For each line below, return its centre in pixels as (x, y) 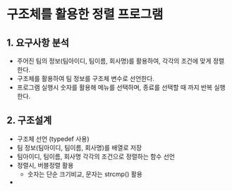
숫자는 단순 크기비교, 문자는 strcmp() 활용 (85, 174)
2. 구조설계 (29, 121)
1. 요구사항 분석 (38, 43)
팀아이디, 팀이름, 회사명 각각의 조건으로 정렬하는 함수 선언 (96, 156)
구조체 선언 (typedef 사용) (53, 139)
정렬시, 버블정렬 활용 (45, 165)
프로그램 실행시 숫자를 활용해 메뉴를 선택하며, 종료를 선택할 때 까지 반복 (115, 87)
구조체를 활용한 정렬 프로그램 (85, 14)
